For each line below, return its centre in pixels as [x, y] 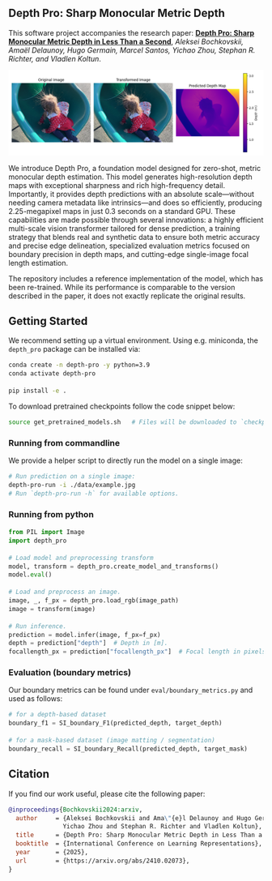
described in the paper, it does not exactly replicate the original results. [127, 296]
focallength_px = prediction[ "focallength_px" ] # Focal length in [125, 652]
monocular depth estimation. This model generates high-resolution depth [130, 177]
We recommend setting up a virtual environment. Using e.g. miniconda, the [134, 340]
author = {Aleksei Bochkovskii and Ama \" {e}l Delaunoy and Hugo [134, 818]
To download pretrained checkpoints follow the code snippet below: [122, 406]
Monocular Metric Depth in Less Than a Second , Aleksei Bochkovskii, [126, 41]
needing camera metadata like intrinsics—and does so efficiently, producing [135, 203]
